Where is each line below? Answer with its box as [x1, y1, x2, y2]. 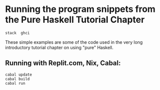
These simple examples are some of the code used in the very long [5, 39, 143, 45]
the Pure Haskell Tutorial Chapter [5, 14, 145, 25]
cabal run [5, 81, 26, 86]
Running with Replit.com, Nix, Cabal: [5, 59, 121, 68]
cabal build [5, 76, 30, 82]
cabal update [5, 72, 32, 77]
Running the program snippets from [5, 3, 156, 15]
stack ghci [5, 30, 30, 35]
